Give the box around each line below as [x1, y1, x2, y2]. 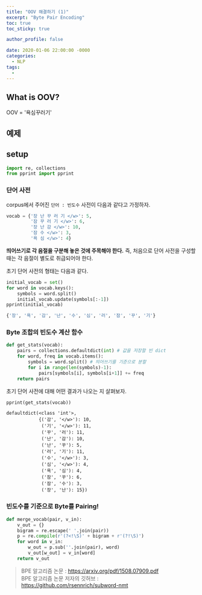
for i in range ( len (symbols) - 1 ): [28, 364, 112, 371]
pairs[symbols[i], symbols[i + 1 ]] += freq [38, 370, 145, 376]
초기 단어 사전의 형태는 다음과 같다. [6, 267, 89, 274]
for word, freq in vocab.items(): [17, 353, 104, 359]
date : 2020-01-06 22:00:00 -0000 [6, 48, 90, 54]
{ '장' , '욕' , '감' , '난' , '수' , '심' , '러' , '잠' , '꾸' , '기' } [6, 313, 156, 319]
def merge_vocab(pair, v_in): [6, 516, 83, 522]
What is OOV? [6, 92, 60, 102]
